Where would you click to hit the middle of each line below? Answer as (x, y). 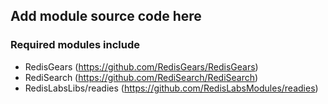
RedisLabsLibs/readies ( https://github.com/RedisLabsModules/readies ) (171, 88)
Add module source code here (106, 16)
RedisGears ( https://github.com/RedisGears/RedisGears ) (141, 66)
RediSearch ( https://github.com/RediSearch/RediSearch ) (141, 77)
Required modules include (75, 45)
